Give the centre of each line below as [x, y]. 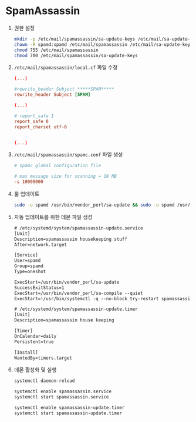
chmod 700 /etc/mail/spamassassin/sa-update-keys [76, 55]
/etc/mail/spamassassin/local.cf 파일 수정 [66, 67]
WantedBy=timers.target [43, 358]
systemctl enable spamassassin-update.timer [69, 408]
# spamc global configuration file [58, 166]
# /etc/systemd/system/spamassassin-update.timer [76, 309]
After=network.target [40, 245]
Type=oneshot [30, 272]
